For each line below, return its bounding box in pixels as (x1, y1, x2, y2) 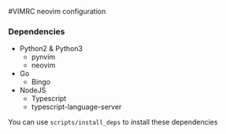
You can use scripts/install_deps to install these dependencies (8, 118, 218, 127)
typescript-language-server (31, 102, 122, 112)
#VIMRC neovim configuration (8, 7, 106, 16)
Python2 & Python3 (19, 44, 83, 53)
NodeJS (19, 85, 46, 95)
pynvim (31, 53, 56, 62)
